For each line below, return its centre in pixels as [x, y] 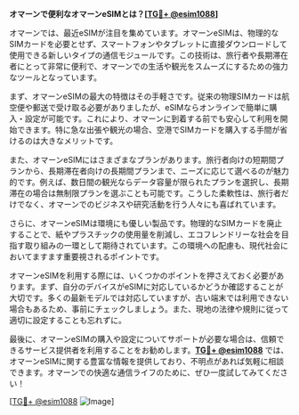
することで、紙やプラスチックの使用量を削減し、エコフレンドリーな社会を [145, 234]
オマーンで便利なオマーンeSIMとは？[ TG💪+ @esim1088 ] [114, 14]
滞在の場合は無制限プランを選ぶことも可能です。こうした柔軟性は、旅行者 [145, 193]
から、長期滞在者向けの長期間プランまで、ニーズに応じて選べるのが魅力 [157, 171]
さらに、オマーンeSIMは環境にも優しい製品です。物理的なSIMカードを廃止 [146, 223]
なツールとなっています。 [56, 77]
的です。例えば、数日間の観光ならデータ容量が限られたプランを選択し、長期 [149, 182]
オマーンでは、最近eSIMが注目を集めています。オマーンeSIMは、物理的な [144, 33]
